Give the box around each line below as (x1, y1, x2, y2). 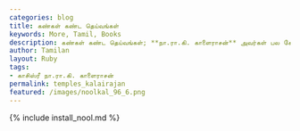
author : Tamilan (9, 46, 70, 55)
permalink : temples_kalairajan (9, 79, 126, 88)
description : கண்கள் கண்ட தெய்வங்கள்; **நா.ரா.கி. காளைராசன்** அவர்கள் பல (9, 37, 280, 47)
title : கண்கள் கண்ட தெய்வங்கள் (9, 21, 120, 30)
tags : (9, 63, 29, 72)
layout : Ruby (9, 54, 58, 63)
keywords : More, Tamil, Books (9, 29, 122, 38)
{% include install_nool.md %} (9, 112, 121, 123)
